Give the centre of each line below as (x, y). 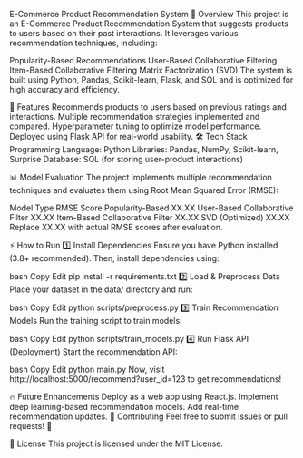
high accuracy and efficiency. (65, 89)
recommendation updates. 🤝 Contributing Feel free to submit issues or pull (149, 416)
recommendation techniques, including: (83, 43)
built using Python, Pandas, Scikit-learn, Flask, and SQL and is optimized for (151, 80)
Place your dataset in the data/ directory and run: (101, 289)
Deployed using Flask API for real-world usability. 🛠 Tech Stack (128, 136)
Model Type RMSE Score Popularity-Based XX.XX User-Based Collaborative (151, 208)
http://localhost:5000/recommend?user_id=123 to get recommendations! (146, 379)
